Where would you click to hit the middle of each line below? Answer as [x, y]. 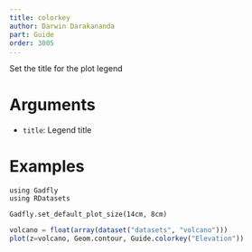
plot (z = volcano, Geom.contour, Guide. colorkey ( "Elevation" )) [127, 238]
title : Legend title [57, 130]
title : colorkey [40, 18]
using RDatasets [40, 199]
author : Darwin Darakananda [62, 26]
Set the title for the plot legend [66, 69]
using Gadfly [34, 191]
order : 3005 [32, 43]
